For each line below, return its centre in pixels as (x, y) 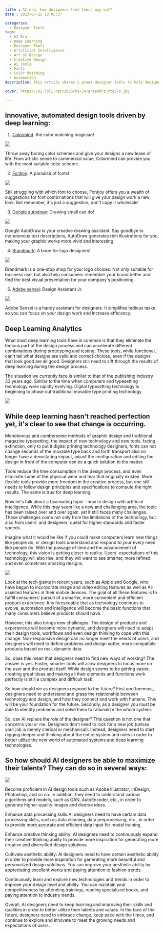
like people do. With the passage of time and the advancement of (71, 548)
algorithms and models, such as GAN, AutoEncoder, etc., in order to (73, 800)
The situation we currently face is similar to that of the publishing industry (79, 376)
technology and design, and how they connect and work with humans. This (81, 699)
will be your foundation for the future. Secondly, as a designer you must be (80, 704)
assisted (13, 593)
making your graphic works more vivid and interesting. (60, 241)
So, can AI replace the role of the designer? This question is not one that (78, 719)
